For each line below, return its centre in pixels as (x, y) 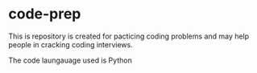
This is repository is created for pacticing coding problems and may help (129, 36)
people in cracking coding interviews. (70, 44)
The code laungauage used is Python (70, 60)
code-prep (45, 14)
